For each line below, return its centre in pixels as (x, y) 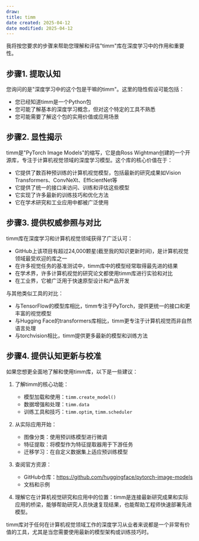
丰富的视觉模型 (33, 313)
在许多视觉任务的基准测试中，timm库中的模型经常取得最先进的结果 (96, 265)
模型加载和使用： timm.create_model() (70, 397)
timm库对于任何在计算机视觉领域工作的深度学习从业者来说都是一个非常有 (96, 524)
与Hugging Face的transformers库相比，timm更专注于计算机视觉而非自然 (103, 321)
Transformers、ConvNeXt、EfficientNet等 (66, 180)
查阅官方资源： (33, 464)
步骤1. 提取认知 (34, 74)
